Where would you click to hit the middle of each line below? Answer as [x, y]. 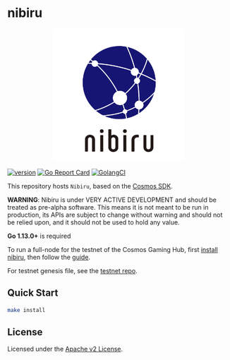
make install [26, 310]
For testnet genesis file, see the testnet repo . [72, 270]
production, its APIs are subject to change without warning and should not [115, 215]
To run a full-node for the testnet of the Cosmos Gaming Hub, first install [113, 249]
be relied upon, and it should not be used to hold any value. [93, 222]
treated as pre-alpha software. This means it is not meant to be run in [108, 207]
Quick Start [33, 293]
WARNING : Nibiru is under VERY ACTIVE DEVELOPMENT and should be [112, 200]
